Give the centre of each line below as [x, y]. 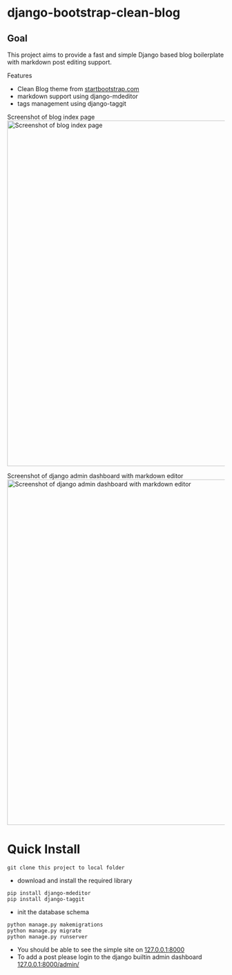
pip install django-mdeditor [49, 893]
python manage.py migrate [44, 931]
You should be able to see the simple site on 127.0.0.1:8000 [101, 949]
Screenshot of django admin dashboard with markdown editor [95, 476]
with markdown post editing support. [60, 62]
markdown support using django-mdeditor [77, 96]
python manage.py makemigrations [55, 925]
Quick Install [44, 850]
